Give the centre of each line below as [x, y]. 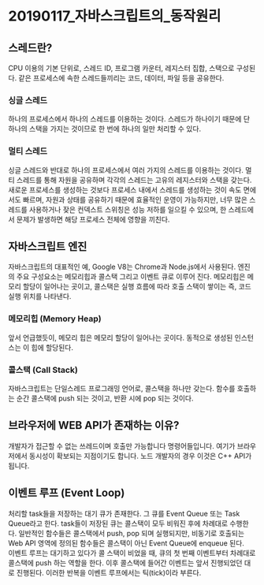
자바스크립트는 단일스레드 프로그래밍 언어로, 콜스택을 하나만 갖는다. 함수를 [122, 388]
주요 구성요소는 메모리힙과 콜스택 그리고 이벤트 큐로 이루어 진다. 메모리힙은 [131, 277]
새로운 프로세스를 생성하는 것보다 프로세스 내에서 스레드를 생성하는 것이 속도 [125, 189]
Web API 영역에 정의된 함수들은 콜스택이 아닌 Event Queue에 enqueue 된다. [126, 543]
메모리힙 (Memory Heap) [55, 319]
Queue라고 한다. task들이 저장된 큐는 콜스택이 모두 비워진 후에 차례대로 [118, 523]
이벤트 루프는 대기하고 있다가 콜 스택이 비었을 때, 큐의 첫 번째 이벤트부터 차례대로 [132, 553]
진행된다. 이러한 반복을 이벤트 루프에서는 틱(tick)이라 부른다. [109, 572]
